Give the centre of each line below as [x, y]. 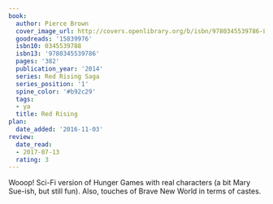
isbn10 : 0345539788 [49, 46]
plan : [17, 122]
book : [17, 16]
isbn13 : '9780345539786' [58, 54]
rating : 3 [32, 159]
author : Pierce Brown [52, 24]
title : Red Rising [47, 115]
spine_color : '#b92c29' [56, 91]
